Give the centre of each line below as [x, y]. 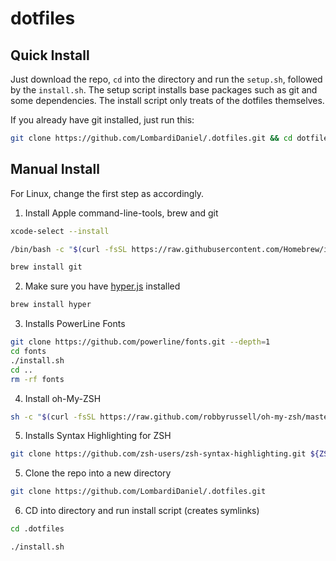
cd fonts [28, 352]
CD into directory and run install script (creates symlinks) [142, 511]
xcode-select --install [60, 231]
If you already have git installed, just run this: [102, 120]
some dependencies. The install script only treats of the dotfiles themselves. [167, 100]
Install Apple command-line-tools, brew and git [121, 213]
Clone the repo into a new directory [98, 473]
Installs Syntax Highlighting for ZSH [98, 436]
